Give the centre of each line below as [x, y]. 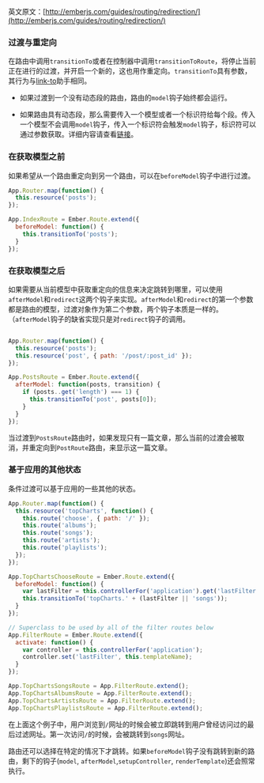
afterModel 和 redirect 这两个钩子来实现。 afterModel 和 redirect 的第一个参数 [131, 299]
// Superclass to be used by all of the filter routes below [111, 627]
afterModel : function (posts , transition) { [88, 385]
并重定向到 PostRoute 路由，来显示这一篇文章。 [97, 447]
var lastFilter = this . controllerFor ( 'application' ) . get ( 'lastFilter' [141, 592]
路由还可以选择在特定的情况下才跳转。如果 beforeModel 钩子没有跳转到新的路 [132, 751]
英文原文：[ [27, 11]
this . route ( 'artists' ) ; [62, 540]
